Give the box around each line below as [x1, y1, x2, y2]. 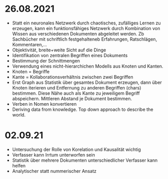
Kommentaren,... [12, 41, 47, 47]
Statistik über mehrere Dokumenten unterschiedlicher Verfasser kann [12, 157, 158, 163]
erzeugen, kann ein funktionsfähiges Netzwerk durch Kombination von [12, 25, 161, 31]
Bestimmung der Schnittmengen [12, 57, 80, 64]
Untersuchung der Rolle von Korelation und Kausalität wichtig [12, 146, 141, 153]
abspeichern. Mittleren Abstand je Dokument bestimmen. [12, 95, 132, 102]
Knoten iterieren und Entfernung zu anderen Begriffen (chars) [12, 84, 142, 91]
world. [12, 111, 26, 117]
